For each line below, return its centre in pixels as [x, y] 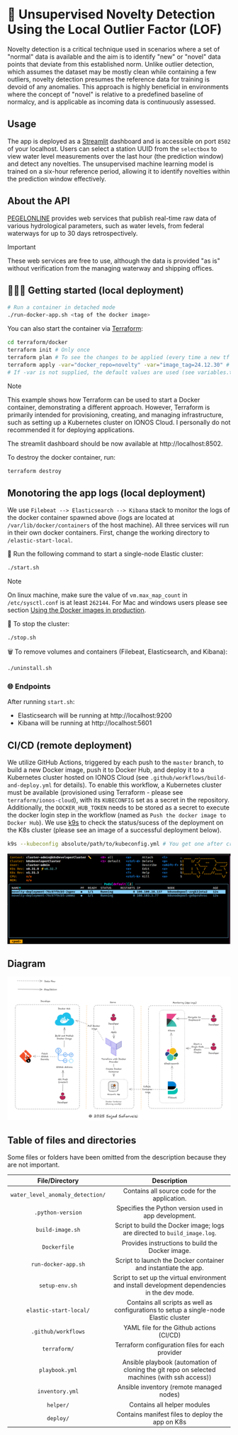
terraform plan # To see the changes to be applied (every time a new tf [119, 357]
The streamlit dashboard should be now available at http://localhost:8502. [115, 443]
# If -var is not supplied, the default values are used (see [101, 372]
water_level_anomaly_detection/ [58, 1195]
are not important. [34, 1165]
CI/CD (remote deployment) [70, 745]
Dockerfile [58, 1247]
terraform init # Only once [49, 350]
